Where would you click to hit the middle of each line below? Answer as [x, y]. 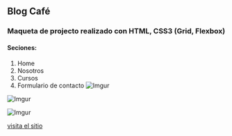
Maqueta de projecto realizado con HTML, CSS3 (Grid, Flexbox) [116, 31]
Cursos [27, 78]
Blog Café [29, 11]
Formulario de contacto [51, 85]
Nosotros [30, 70]
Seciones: [22, 47]
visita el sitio [25, 126]
